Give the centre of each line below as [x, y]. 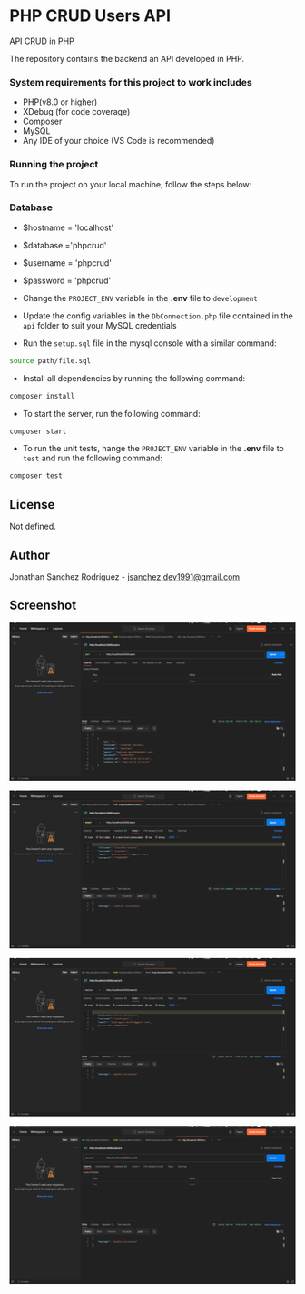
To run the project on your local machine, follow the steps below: [131, 184]
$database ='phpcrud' [64, 245]
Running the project [54, 165]
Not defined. [33, 526]
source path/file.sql [50, 360]
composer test [36, 476]
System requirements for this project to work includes [131, 82]
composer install [42, 396]
